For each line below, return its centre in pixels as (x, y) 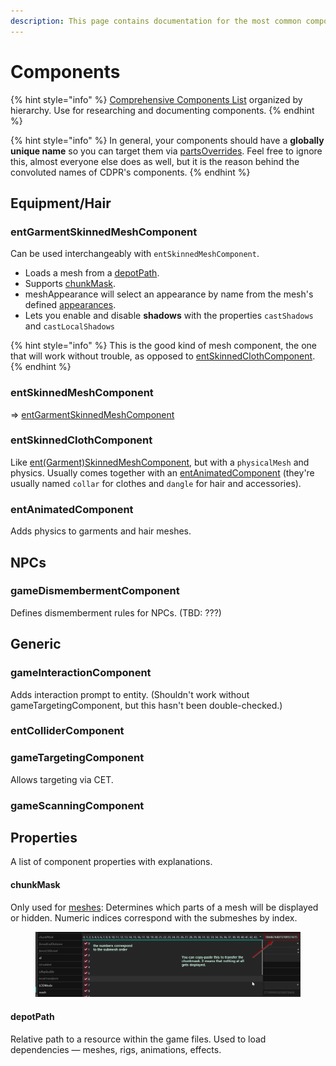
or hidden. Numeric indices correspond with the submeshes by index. (154, 917)
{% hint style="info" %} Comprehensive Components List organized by (156, 99)
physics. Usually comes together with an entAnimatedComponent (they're (162, 472)
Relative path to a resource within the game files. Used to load (138, 1039)
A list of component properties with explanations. (111, 862)
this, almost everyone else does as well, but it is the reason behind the (155, 161)
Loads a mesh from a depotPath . (92, 273)
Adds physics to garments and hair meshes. (101, 531)
